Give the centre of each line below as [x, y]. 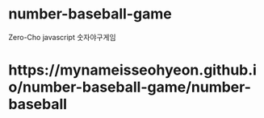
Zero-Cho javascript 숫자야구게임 [62, 37]
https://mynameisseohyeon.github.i [132, 70]
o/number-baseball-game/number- [130, 87]
